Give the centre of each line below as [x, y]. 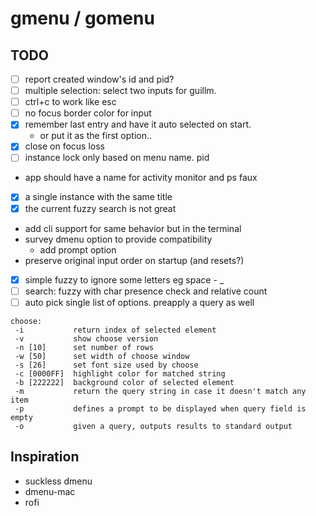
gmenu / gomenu [82, 18]
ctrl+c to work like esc [70, 102]
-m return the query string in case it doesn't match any [160, 391]
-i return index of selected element [115, 330]
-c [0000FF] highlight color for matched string [120, 373]
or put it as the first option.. [96, 136]
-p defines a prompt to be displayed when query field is [160, 408]
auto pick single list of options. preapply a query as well [139, 302]
